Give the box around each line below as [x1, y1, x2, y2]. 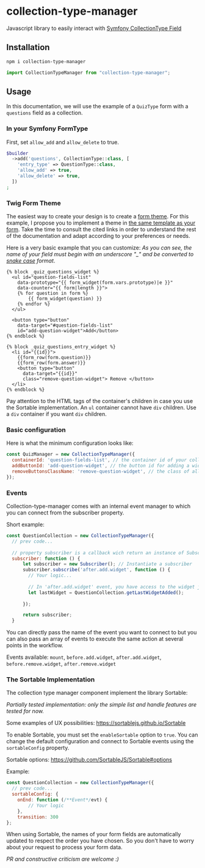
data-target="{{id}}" [22, 371, 78, 377]
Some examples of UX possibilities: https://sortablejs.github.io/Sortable [6, 719, 186, 727]
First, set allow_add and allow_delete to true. [6, 138, 119, 146]
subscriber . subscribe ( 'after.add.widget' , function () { [22, 567, 171, 573]
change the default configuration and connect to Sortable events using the [6, 738, 194, 745]
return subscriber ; [22, 612, 72, 618]
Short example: [6, 521, 45, 528]
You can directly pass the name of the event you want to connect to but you [6, 629, 197, 636]
